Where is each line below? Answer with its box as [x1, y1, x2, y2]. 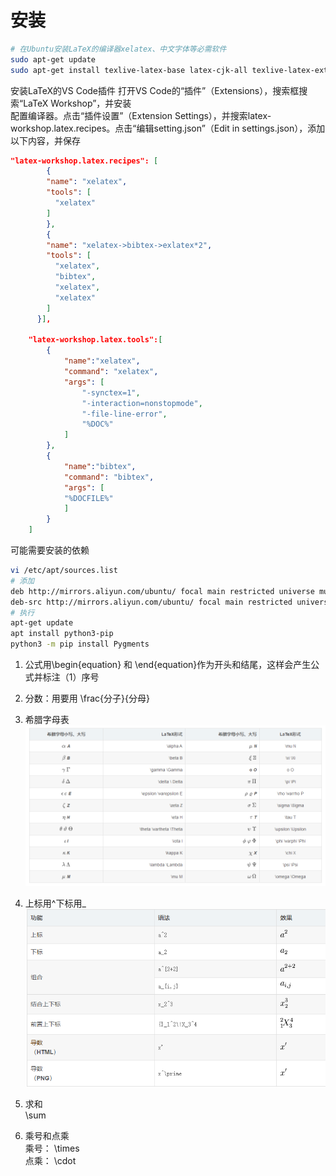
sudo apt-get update [10, 54, 97, 65]
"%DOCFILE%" [63, 493, 114, 503]
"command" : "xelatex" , [63, 367, 159, 377]
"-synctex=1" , [81, 387, 141, 398]
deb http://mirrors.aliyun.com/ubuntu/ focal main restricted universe [10, 586, 315, 596]
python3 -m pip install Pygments [10, 639, 150, 650]
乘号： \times [24, 1142, 80, 1155]
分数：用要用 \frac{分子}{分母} [24, 692, 150, 705]
